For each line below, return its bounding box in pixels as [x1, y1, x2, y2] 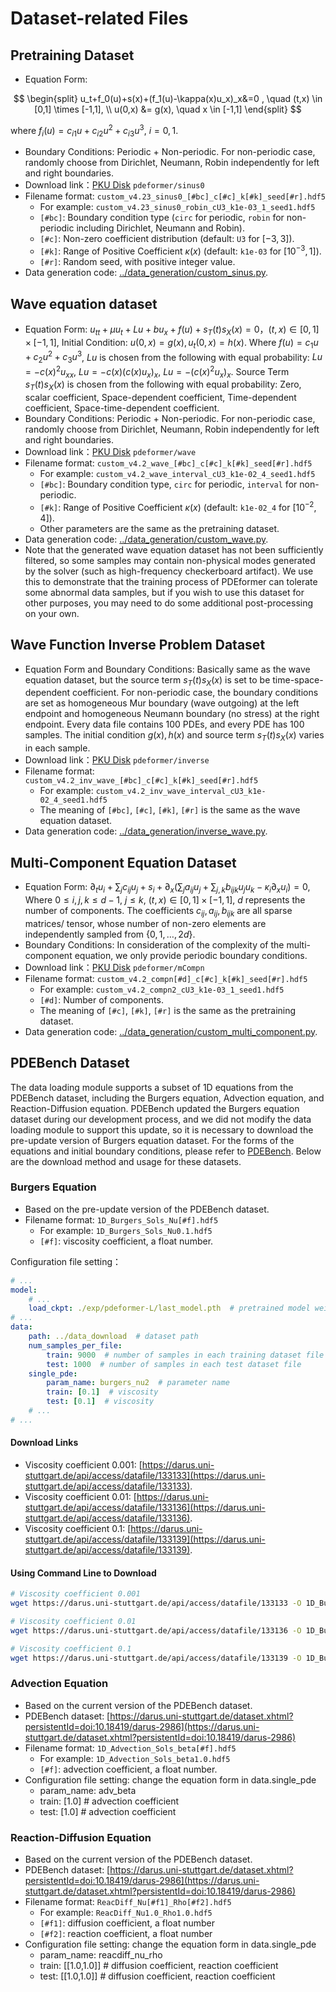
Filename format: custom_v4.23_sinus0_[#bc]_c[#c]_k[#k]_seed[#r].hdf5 [24, 190, 326, 202]
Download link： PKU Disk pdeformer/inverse [24, 754, 210, 766]
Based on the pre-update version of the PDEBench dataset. [24, 1203, 270, 1215]
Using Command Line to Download [10, 1567, 157, 1579]
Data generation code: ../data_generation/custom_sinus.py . [24, 267, 269, 279]
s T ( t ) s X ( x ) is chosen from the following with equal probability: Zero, [24, 378, 302, 393]
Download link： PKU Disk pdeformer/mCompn [24, 961, 205, 973]
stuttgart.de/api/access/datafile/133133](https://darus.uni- [24, 1470, 266, 1481]
